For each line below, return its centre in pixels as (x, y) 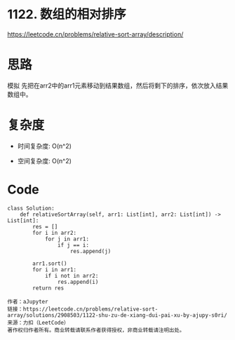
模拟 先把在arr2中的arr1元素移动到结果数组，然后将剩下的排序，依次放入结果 (118, 86)
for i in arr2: (55, 233)
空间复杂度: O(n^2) (45, 161)
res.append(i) (78, 282)
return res (48, 288)
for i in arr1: (55, 270)
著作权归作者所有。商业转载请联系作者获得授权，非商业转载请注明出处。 (96, 330)
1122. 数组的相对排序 (67, 14)
